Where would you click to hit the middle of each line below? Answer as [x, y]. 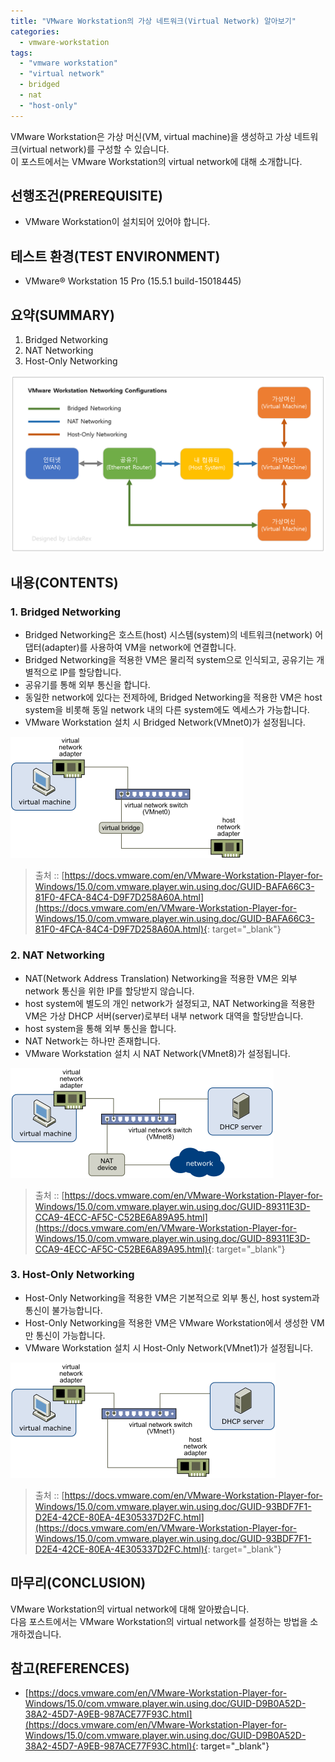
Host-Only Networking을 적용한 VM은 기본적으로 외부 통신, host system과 [172, 1297]
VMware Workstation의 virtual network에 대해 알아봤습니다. [130, 1609]
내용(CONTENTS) [64, 582]
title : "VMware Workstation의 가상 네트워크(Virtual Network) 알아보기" [153, 21]
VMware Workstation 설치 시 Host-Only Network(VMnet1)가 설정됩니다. [169, 1347]
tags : [21, 53]
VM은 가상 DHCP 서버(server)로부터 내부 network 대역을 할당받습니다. [164, 1016]
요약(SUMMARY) [62, 315]
